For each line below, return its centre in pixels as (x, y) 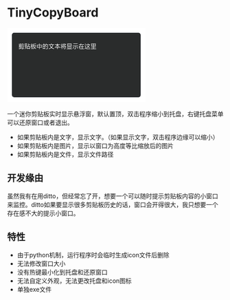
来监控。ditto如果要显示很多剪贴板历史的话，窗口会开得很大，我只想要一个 (113, 204)
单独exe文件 (34, 289)
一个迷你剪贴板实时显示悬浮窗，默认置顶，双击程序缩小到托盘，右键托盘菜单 (115, 114)
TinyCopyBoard (53, 13)
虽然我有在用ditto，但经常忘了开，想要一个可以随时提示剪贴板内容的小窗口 (113, 196)
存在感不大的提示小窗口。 (43, 213)
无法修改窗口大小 (41, 264)
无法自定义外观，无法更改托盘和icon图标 (74, 281)
